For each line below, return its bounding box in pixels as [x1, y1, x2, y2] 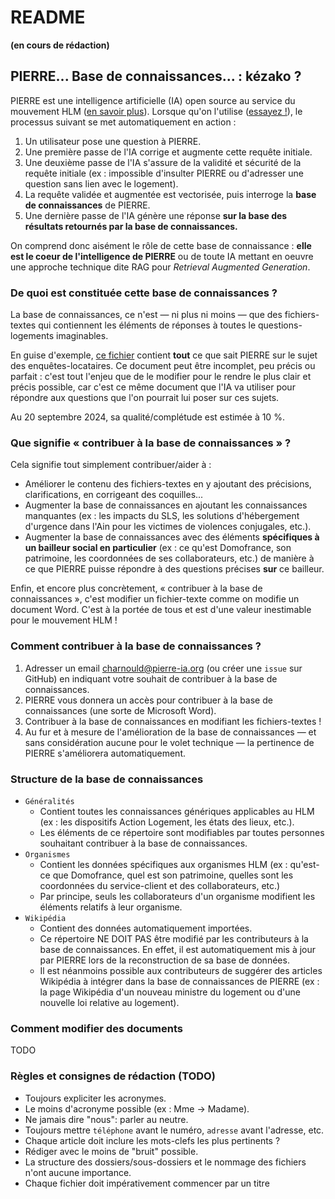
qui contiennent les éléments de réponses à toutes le [38, 319, 257, 331]
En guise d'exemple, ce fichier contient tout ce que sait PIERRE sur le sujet [10, 349, 318, 361]
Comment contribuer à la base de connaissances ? [10, 639, 262, 653]
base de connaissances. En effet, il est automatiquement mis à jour [39, 943, 317, 955]
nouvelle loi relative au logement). [39, 996, 180, 1008]
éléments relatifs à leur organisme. [39, 901, 183, 913]
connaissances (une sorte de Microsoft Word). [24, 704, 217, 716]
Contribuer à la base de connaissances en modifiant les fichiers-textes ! [24, 715, 322, 727]
